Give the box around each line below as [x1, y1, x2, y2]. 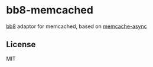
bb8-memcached [6, 3, 93, 17]
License [6, 40, 36, 50]
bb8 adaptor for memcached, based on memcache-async [6, 23, 147, 30]
